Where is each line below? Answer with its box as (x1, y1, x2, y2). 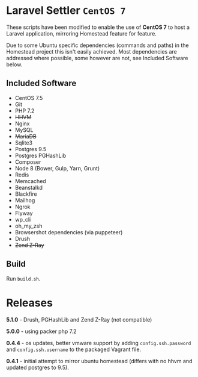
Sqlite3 (14, 139, 33, 146)
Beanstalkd (14, 184, 43, 191)
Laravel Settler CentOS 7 (6, 4, 126, 17)
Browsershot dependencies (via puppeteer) (14, 228, 123, 235)
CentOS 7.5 (14, 94, 43, 101)
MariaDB (14, 132, 37, 140)
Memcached (14, 177, 46, 184)
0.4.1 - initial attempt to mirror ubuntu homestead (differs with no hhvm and (6, 357, 193, 364)
